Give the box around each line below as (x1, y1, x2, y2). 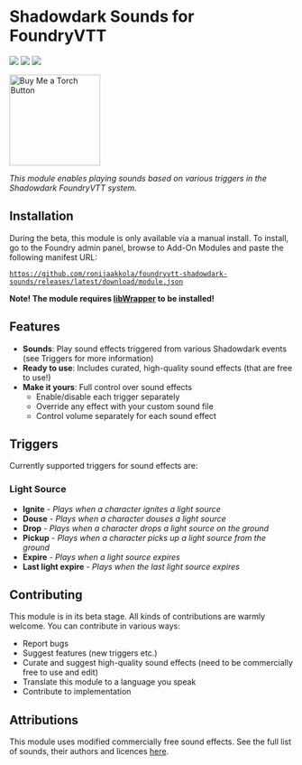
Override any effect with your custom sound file (35, 400, 214, 412)
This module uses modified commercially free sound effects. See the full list (9, 736, 292, 747)
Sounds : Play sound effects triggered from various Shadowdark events (22, 343, 287, 354)
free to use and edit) (22, 667, 99, 678)
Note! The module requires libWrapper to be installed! (9, 293, 215, 303)
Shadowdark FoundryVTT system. (9, 182, 137, 193)
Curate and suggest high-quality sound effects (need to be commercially (22, 658, 293, 668)
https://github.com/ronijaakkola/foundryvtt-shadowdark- (9, 269, 228, 278)
